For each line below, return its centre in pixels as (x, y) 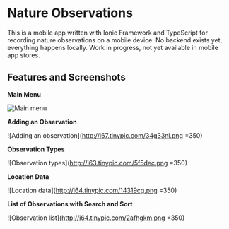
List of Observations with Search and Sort (70, 204)
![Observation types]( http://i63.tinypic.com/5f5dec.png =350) (98, 163)
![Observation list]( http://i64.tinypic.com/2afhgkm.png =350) (96, 218)
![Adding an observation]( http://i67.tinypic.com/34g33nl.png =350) (105, 135)
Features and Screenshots (66, 77)
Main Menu (24, 94)
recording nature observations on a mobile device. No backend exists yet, (115, 40)
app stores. (24, 55)
